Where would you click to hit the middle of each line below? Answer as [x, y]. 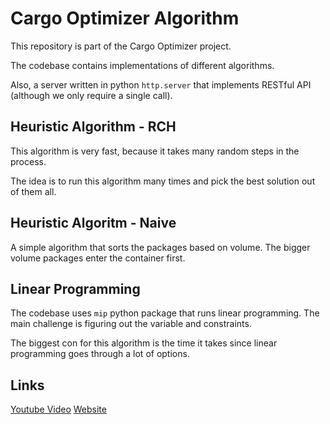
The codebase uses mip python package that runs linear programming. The [165, 313]
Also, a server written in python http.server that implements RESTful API [161, 84]
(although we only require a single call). [91, 95]
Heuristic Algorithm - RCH [93, 127]
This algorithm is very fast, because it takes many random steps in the [155, 151]
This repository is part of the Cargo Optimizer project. [121, 46]
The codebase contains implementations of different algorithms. [142, 65]
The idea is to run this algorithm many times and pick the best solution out [163, 181]
